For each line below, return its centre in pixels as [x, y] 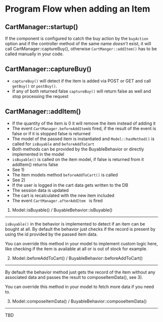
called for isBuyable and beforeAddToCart [53, 144]
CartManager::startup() [42, 27]
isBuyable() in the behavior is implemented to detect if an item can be [75, 224]
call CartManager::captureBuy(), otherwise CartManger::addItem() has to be [81, 49]
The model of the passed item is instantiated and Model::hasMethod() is [83, 139]
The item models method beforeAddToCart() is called [65, 175]
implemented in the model [38, 154]
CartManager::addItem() [43, 112]
